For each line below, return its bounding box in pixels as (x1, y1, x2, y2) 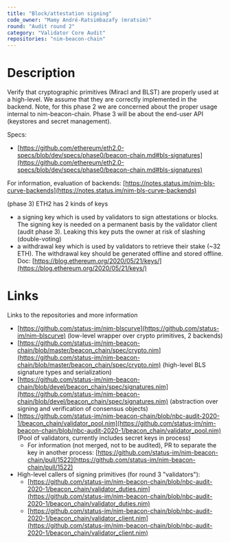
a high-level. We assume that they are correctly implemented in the (7, 96, 197, 104)
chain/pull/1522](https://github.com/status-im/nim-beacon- (27, 456, 196, 464)
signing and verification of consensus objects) (16, 405, 149, 412)
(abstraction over (170, 397, 218, 406)
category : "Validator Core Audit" (7, 29, 106, 36)
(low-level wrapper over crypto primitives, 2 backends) (67, 331, 223, 340)
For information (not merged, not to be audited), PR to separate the (27, 441, 217, 449)
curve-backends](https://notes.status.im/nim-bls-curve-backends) (7, 186, 197, 195)
